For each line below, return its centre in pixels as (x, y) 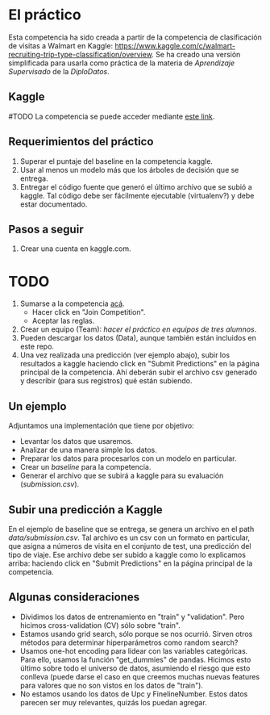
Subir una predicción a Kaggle (85, 510)
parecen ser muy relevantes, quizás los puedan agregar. (113, 702)
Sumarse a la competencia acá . (72, 303)
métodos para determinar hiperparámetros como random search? (129, 642)
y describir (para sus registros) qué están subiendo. (106, 381)
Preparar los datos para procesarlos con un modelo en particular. (128, 458)
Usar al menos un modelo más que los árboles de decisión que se (129, 169)
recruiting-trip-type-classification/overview (80, 54)
